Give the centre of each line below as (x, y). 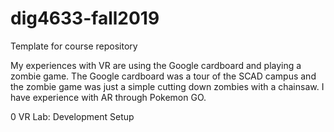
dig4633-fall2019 (85, 18)
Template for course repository (74, 46)
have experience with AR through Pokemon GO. (108, 97)
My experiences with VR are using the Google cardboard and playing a (156, 65)
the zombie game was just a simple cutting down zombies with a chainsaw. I (167, 86)
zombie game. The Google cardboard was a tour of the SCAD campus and (163, 76)
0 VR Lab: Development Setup (72, 116)
